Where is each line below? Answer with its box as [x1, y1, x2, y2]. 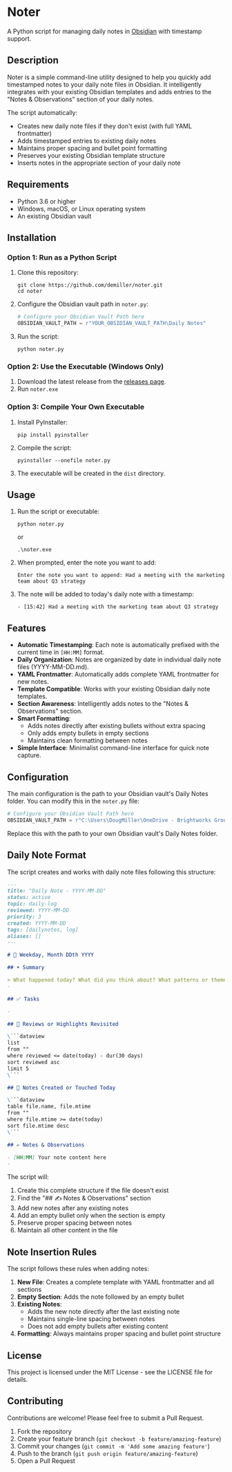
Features [7, 622, 46, 634]
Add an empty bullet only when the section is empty [17, 1212, 166, 1220]
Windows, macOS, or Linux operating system [17, 204, 146, 213]
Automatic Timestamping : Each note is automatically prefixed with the [17, 641, 220, 649]
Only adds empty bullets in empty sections [27, 729, 150, 738]
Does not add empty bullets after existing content [27, 1322, 168, 1331]
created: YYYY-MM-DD [7, 919, 67, 927]
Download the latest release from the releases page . [17, 378, 166, 386]
